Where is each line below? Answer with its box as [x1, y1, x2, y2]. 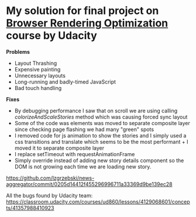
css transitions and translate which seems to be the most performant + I [14, 138, 188, 145]
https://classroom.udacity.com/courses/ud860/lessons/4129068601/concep [6, 198, 190, 205]
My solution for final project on [6, 4, 159, 18]
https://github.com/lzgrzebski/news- [6, 174, 95, 181]
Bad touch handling [14, 84, 62, 91]
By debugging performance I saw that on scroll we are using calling [14, 107, 177, 114]
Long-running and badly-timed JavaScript [14, 78, 116, 85]
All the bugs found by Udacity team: [6, 192, 93, 199]
